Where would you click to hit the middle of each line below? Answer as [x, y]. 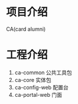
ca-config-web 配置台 [42, 87]
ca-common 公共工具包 [43, 73]
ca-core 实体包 [33, 80]
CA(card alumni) [26, 29]
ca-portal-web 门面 [38, 94]
